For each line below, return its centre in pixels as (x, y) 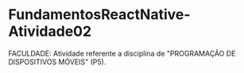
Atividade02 (50, 31)
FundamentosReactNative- (99, 15)
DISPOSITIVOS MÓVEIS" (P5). (57, 62)
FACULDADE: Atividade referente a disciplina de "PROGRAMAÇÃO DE (122, 53)
